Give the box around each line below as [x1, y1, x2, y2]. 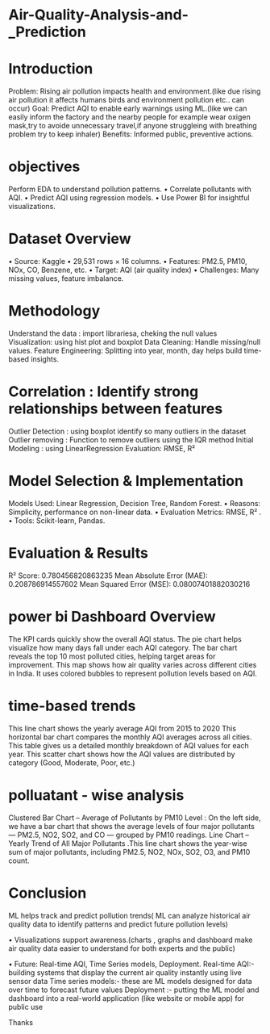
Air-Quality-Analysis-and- [8, 6, 189, 24]
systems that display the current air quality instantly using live [36, 967, 242, 977]
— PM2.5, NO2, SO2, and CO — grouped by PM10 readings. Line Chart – [8, 830, 250, 839]
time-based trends [8, 697, 136, 715]
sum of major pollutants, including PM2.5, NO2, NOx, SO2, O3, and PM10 [8, 847, 251, 856]
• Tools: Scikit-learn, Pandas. [8, 515, 106, 525]
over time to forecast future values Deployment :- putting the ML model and [8, 985, 260, 994]
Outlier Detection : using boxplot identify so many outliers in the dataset [8, 426, 247, 436]
